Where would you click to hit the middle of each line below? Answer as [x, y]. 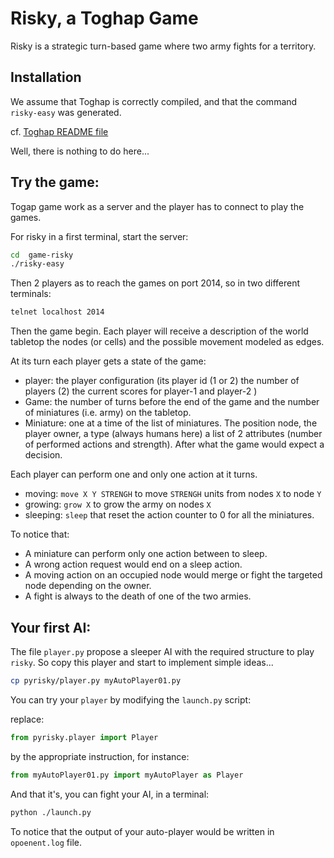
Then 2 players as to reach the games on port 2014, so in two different [155, 283]
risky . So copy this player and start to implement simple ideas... [142, 662]
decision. [43, 455]
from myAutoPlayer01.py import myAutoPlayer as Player [127, 775]
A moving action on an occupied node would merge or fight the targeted [173, 575]
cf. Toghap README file [59, 131]
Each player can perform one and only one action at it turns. [134, 474]
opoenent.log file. [46, 842]
